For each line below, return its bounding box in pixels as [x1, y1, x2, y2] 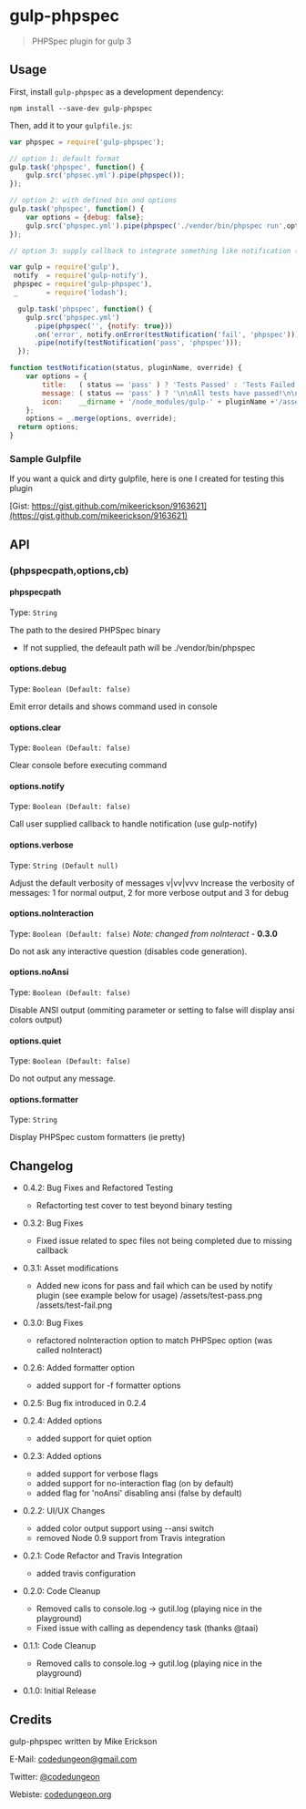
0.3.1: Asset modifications [22, 1263, 119, 1274]
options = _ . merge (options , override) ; [25, 414, 178, 424]
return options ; [17, 423, 79, 432]
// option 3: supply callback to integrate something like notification [9, 246, 291, 255]
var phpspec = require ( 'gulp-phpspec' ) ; [9, 138, 166, 147]
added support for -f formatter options [36, 1380, 181, 1391]
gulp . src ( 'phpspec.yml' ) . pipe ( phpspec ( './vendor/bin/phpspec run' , [25, 221, 287, 231]
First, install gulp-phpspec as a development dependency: [9, 86, 225, 97]
